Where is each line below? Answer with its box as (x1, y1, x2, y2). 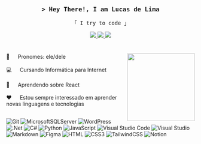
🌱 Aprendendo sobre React (6, 81, 80, 89)
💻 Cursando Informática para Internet (6, 66, 106, 74)
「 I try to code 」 (71, 20, 130, 26)
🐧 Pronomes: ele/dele (6, 53, 66, 61)
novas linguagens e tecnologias (6, 100, 84, 107)
